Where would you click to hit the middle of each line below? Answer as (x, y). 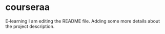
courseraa (28, 7)
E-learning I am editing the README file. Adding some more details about (83, 21)
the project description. (30, 26)
